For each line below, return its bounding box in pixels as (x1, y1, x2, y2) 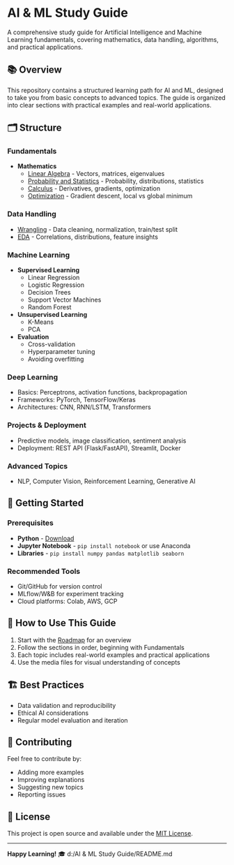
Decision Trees (27, 288, 71, 297)
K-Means (27, 318, 54, 326)
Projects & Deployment (7, 420, 87, 430)
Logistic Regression (27, 281, 85, 289)
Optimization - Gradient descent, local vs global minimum (27, 192, 193, 200)
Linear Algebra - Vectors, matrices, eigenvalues (27, 170, 165, 178)
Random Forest (27, 303, 72, 311)
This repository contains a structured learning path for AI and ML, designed (7, 86, 224, 94)
